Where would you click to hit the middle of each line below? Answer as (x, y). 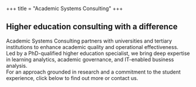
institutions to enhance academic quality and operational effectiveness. (92, 47)
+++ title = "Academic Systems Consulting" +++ (65, 8)
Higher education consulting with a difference (92, 27)
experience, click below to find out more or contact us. (72, 78)
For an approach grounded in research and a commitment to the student (93, 72)
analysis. (17, 65)
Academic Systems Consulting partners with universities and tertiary (89, 41)
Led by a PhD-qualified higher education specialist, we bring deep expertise (98, 53)
